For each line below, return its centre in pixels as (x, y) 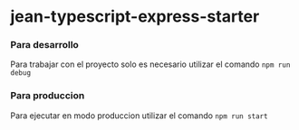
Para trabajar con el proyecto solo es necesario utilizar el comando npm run (150, 64)
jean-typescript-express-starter (135, 17)
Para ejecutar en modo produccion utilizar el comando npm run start (139, 116)
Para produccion (48, 96)
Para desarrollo (45, 45)
